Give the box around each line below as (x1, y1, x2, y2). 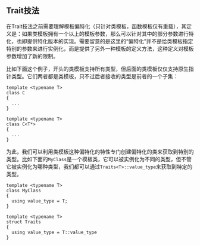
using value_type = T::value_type (11, 229, 97, 235)
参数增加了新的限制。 (6, 53, 58, 60)
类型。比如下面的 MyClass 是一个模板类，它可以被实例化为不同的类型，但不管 (6, 155, 192, 162)
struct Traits (6, 219, 42, 225)
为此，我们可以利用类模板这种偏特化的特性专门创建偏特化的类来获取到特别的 (6, 148, 194, 155)
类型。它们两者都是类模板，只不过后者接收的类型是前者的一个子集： (11, 72, 179, 79)
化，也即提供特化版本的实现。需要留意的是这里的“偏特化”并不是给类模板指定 (6, 38, 193, 45)
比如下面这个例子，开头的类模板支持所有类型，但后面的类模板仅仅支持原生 (6, 65, 189, 72)
